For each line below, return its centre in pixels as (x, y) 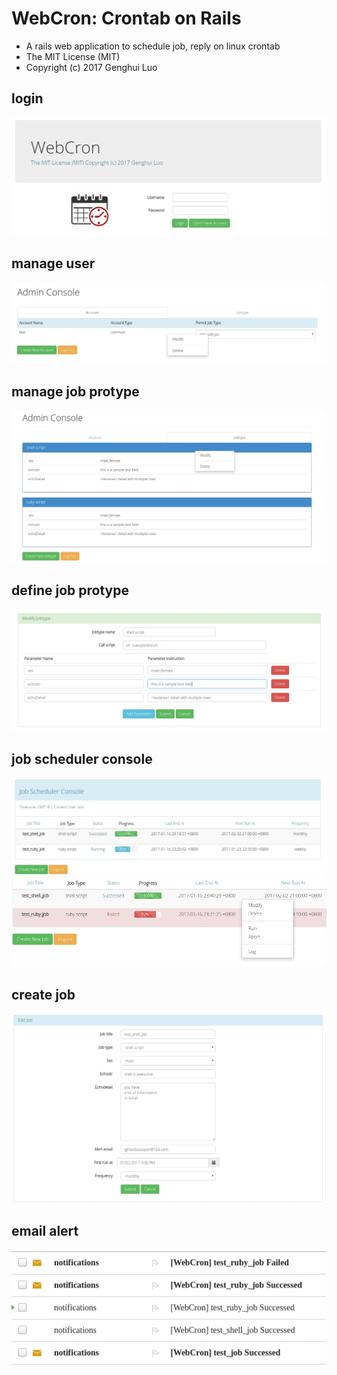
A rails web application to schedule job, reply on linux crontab (153, 46)
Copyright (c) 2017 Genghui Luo (91, 67)
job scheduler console (82, 759)
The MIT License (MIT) (73, 56)
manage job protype (75, 391)
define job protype (70, 590)
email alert (45, 1231)
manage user (53, 263)
